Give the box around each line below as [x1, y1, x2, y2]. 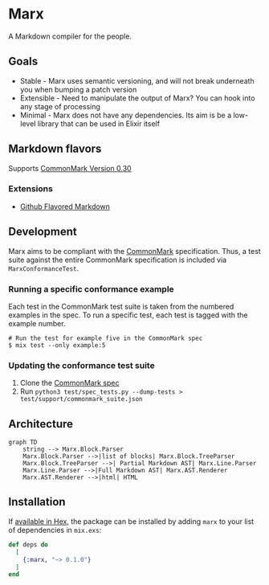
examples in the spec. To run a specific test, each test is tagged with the [8, 310, 248, 320]
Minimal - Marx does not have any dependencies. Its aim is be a [19, 110, 232, 120]
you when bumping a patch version [19, 84, 137, 94]
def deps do [8, 540, 48, 549]
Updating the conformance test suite [8, 359, 155, 370]
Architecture [8, 417, 74, 431]
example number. [8, 318, 66, 328]
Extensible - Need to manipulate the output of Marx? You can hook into [19, 93, 255, 103]
